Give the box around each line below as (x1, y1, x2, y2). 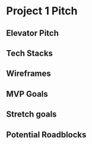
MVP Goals (6, 88, 49, 99)
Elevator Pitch (6, 28, 59, 38)
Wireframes (6, 69, 52, 79)
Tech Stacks (6, 48, 53, 58)
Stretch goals (6, 109, 57, 120)
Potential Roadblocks (6, 130, 87, 140)
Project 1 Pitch (6, 4, 78, 18)
